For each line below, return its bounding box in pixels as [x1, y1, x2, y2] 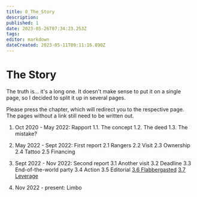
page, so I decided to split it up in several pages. [6, 94, 126, 101]
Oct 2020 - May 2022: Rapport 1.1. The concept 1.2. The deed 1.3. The [14, 123, 188, 131]
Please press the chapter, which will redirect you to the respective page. [6, 105, 184, 113]
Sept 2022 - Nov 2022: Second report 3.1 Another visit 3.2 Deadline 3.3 [14, 159, 192, 166]
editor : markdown [6, 37, 50, 43]
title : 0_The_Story [6, 8, 55, 15]
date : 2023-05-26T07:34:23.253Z [6, 25, 87, 32]
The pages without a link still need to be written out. [6, 112, 134, 119]
